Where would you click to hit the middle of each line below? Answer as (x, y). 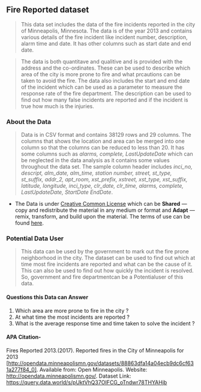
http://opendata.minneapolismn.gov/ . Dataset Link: (69, 376)
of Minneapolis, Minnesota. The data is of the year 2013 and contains (106, 31)
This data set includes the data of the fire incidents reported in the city (108, 24)
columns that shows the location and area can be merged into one (103, 141)
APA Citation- (24, 337)
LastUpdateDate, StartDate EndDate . (67, 192)
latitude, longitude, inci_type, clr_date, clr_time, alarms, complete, (102, 186)
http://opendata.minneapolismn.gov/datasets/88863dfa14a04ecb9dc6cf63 (101, 363)
